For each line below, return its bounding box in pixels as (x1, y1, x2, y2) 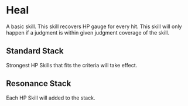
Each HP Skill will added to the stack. (6, 94, 95, 101)
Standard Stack (6, 46, 64, 56)
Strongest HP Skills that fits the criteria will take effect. (6, 61, 138, 69)
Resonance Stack (6, 78, 71, 88)
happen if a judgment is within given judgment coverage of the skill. (6, 29, 170, 36)
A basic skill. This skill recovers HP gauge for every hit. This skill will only (6, 23, 182, 30)
